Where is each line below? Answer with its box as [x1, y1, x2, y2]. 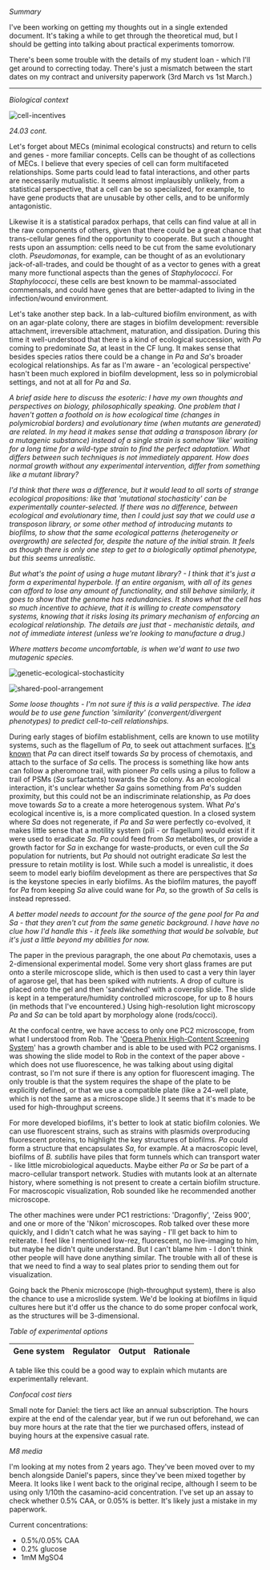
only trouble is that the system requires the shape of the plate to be [9, 1077, 232, 1086]
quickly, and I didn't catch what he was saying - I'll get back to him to [9, 1227, 238, 1236]
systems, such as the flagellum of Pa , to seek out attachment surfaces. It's [9, 740, 256, 749]
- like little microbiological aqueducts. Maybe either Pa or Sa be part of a [9, 1161, 249, 1170]
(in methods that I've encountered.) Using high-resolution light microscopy [9, 1002, 256, 1011]
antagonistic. [9, 201, 52, 211]
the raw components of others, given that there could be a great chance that [9, 225, 262, 235]
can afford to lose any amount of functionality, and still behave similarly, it [9, 586, 256, 595]
